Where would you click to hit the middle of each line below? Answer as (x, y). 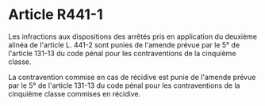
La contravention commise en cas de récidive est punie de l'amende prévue (132, 77)
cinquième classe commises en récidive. (75, 93)
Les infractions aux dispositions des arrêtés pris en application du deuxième (133, 36)
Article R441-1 (56, 15)
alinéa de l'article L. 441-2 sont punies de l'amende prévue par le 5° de (124, 44)
